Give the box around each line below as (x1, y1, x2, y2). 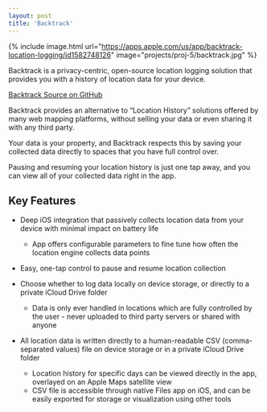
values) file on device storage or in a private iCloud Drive (55, 344, 244, 354)
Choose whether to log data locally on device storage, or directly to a (19, 279, 249, 289)
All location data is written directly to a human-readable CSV (19, 336, 221, 346)
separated (19, 344, 55, 354)
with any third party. (8, 122, 75, 132)
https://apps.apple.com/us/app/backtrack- (101, 41, 243, 51)
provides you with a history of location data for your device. (8, 74, 207, 84)
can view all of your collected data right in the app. (8, 171, 177, 180)
